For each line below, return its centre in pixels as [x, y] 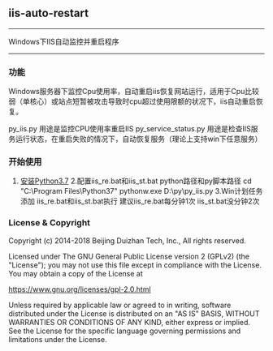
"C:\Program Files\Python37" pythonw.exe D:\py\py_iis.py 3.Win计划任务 [141, 191]
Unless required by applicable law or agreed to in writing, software [120, 305]
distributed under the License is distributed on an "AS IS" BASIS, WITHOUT [134, 313]
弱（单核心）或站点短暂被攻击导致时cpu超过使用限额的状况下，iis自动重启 [132, 101]
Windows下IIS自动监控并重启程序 [64, 41]
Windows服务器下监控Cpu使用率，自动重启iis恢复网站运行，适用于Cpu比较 [134, 92]
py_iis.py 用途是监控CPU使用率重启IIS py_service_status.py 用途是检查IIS [130, 129]
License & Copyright [50, 223]
